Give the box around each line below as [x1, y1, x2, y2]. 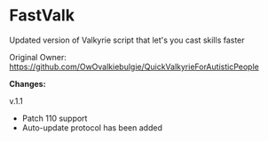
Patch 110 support [21, 113, 88, 123]
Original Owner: [9, 51, 67, 62]
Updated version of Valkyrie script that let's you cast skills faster [9, 35, 246, 45]
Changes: [9, 78, 46, 89]
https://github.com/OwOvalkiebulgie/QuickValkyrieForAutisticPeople [9, 61, 259, 72]
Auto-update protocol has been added [21, 122, 162, 133]
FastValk [9, 5, 75, 26]
